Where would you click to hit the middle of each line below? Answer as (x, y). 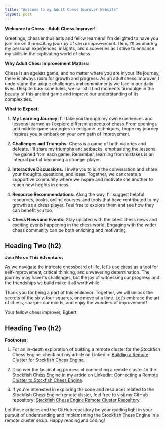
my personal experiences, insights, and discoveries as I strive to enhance (80, 48)
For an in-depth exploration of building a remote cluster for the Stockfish (86, 349)
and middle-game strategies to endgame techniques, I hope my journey (85, 128)
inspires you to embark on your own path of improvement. (71, 134)
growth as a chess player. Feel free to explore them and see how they (83, 205)
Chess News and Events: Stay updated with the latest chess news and (84, 219)
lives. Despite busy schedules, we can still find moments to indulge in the (80, 88)
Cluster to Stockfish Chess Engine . (47, 380)
